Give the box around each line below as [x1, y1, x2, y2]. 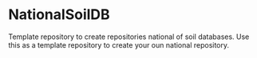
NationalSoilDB [8, 6, 110, 24]
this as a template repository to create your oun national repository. [8, 40, 230, 49]
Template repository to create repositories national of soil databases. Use [8, 32, 250, 41]
